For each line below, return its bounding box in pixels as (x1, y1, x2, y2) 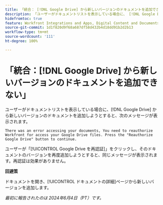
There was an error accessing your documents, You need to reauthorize (5, 128, 153, 133)
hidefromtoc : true (5, 16, 42, 21)
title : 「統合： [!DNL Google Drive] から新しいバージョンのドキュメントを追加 (5, 7, 153, 12)
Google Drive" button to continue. (5, 137, 77, 142)
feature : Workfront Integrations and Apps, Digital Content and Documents (5, 20, 160, 26)
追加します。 (26, 185, 52, 190)
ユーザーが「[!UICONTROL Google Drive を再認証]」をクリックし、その (5, 146, 148, 152)
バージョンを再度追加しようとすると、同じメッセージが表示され (26, 152, 154, 158)
